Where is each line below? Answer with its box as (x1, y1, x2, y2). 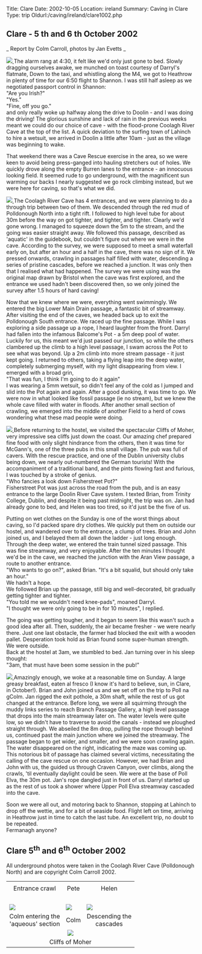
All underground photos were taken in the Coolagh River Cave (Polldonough (6, 862, 195, 869)
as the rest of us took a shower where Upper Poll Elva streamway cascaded (6, 783, 194, 790)
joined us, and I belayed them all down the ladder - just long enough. (6, 534, 177, 541)
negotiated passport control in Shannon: (6, 83, 107, 90)
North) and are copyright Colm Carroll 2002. (6, 868, 116, 876)
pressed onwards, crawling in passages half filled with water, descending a (6, 255, 194, 262)
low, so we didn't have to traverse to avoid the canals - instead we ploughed (6, 718, 196, 726)
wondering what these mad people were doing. (6, 413, 124, 421)
